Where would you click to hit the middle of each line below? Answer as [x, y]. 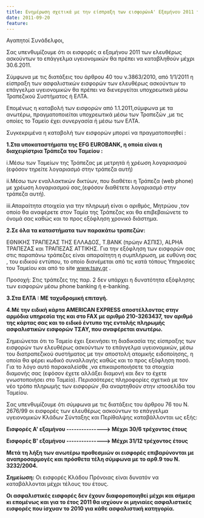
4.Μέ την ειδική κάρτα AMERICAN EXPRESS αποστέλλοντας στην [93, 310]
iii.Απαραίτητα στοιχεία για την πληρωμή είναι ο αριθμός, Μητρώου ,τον [98, 206]
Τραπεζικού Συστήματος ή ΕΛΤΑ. [48, 96]
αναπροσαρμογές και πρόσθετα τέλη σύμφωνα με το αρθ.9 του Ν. [93, 459]
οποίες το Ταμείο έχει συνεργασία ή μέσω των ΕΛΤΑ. [73, 121]
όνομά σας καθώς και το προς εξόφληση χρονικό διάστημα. [82, 219]
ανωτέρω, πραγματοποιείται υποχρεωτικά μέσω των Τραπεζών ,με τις [95, 115]
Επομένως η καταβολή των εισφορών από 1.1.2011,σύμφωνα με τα [90, 108]
